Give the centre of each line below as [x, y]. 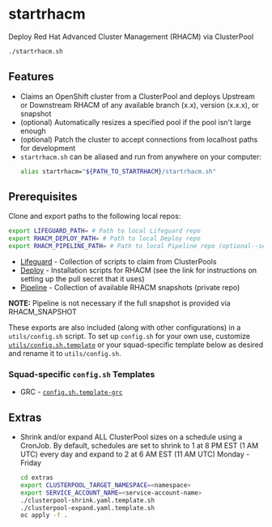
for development [48, 148]
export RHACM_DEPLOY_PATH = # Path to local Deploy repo [104, 239]
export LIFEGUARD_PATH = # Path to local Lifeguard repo [104, 231]
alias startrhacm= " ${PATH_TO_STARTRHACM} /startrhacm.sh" [118, 171]
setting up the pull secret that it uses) [82, 278]
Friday [31, 463]
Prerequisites [43, 197]
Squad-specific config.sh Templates [82, 374]
